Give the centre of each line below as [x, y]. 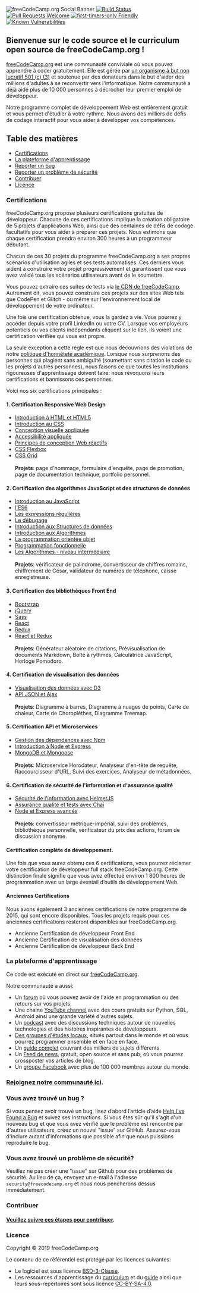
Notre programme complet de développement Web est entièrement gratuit [97, 107]
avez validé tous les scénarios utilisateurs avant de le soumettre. [85, 275]
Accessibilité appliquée [43, 437]
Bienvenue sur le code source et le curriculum [93, 41]
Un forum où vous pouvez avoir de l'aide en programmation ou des [97, 997]
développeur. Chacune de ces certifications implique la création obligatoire [98, 219]
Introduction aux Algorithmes [50, 533]
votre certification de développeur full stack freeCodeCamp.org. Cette [92, 869]
